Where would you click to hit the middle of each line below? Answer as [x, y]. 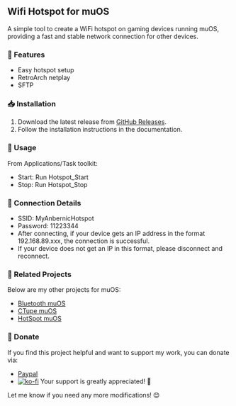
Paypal [28, 373]
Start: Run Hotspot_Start [53, 177]
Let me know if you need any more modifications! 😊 [84, 395]
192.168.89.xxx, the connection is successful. [84, 241]
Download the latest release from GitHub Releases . [92, 122]
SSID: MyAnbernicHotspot [56, 218]
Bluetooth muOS [41, 303]
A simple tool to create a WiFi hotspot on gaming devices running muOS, [113, 28]
